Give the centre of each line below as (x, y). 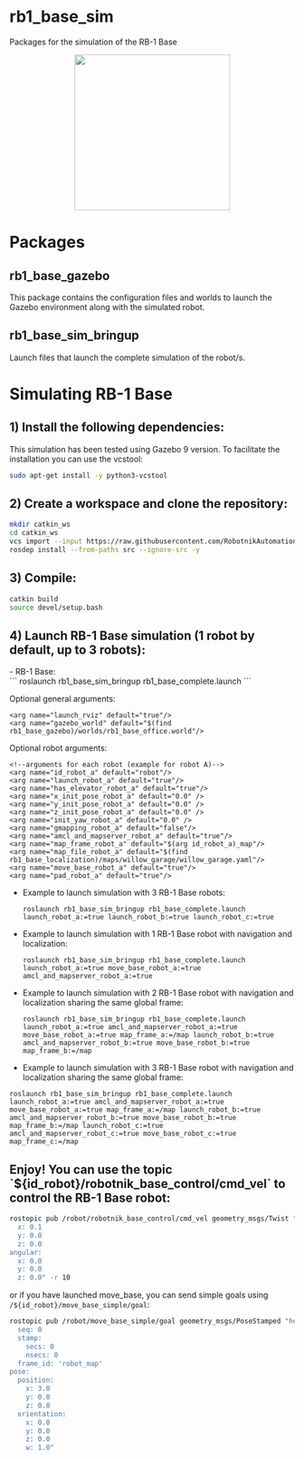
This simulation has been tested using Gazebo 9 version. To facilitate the (145, 449)
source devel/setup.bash (56, 608)
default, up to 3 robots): (78, 650)
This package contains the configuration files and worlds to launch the (141, 297)
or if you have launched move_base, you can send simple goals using (139, 1295)
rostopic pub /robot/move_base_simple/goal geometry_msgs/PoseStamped (145, 1321)
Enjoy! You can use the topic (91, 1169)
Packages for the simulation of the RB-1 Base (94, 42)
